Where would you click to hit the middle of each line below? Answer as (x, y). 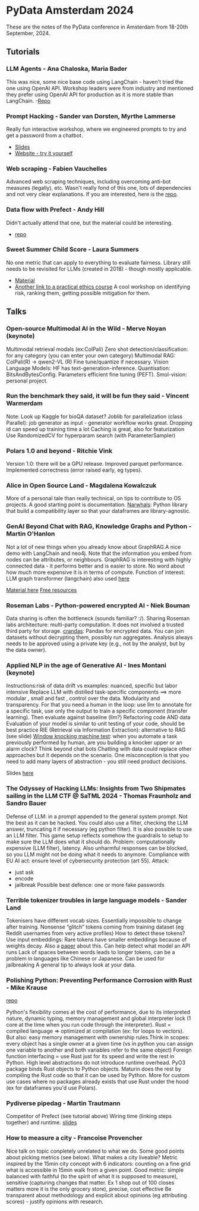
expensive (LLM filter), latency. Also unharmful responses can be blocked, (97, 848)
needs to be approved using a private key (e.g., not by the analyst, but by (96, 644)
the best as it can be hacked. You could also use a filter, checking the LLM (97, 823)
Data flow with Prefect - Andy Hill (55, 210)
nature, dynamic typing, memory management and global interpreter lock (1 (99, 1018)
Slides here (20, 773)
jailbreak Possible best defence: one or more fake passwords (89, 884)
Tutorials (23, 52)
